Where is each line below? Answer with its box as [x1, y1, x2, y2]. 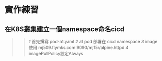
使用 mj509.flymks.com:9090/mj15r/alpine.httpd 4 [28, 45, 129, 50]
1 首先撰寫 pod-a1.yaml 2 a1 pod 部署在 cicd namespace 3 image [28, 39, 158, 44]
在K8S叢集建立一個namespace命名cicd [4, 25, 125, 33]
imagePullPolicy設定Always [28, 51, 83, 56]
